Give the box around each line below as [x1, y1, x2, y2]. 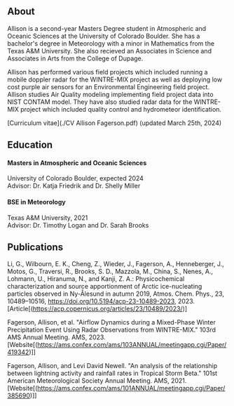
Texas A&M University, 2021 [7, 214, 88, 222]
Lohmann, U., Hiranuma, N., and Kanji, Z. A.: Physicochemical [7, 275, 185, 283]
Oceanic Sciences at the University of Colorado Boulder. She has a [7, 32, 200, 40]
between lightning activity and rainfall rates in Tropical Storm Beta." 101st [7, 369, 218, 378]
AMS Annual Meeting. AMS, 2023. [7, 333, 106, 341]
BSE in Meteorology [7, 198, 66, 206]
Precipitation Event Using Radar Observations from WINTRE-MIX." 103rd [7, 326, 216, 334]
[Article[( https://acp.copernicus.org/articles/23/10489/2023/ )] [7, 305, 188, 313]
